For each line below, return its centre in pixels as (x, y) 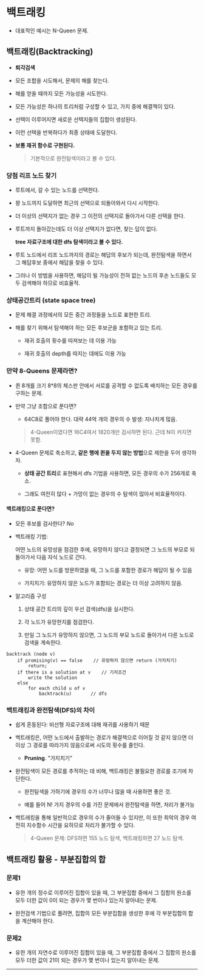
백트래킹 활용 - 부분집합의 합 (56, 859)
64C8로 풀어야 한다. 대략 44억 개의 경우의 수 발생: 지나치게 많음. (101, 419)
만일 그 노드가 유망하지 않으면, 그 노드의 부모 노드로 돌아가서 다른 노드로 (109, 634)
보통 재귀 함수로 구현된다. (45, 145)
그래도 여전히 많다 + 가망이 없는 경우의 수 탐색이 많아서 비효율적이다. (105, 493)
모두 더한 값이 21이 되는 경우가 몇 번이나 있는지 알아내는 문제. (87, 960)
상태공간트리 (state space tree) (51, 300)
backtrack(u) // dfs (73, 694)
